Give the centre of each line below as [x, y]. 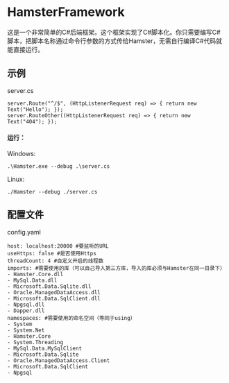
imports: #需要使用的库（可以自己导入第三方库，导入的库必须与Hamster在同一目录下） [116, 268]
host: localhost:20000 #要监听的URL [58, 246]
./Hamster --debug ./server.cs [52, 191]
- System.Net [26, 330]
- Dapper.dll [26, 310]
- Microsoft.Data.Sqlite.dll [49, 286]
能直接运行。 [25, 49]
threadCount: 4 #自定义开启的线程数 [56, 261]
